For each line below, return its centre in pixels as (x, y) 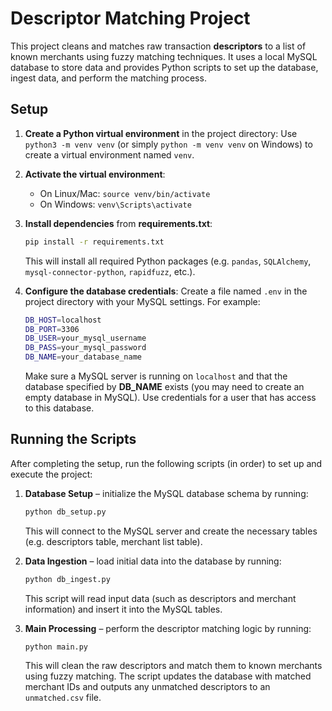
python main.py (56, 647)
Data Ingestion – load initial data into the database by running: (153, 561)
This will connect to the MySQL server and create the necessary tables (171, 531)
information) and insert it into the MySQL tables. (123, 609)
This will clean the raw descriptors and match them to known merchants (173, 666)
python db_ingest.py (67, 579)
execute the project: (51, 474)
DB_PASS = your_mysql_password (85, 348)
